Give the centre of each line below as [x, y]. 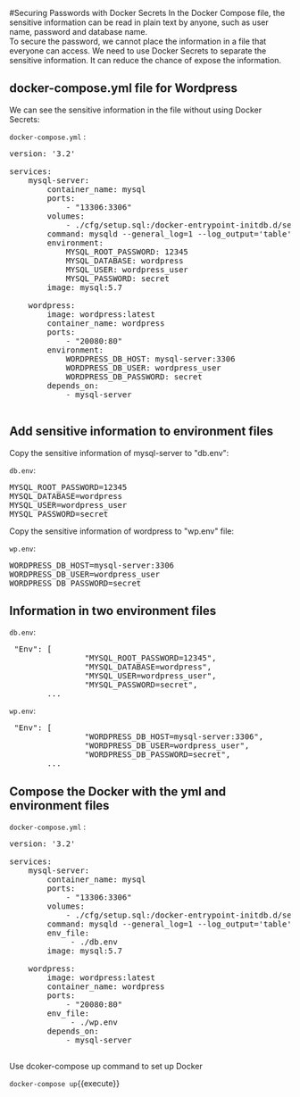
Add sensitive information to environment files [142, 432]
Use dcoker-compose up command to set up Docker [106, 1067]
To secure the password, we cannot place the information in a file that [138, 41]
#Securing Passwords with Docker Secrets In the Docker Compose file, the [147, 13]
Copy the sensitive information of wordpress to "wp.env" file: [122, 531]
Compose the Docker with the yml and [117, 791]
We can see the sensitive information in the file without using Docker [135, 110]
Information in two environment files [113, 611]
